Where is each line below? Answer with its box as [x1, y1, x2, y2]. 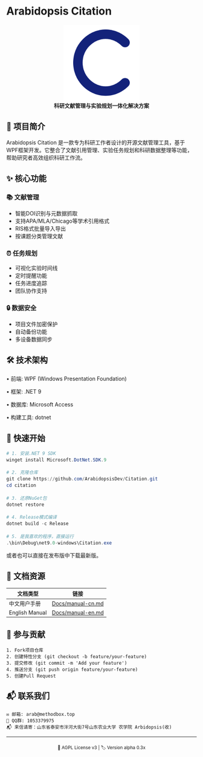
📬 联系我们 [6, 691, 50, 701]
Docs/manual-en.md [51, 608, 104, 616]
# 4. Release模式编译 [6, 514, 57, 520]
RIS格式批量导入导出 [14, 225, 66, 232]
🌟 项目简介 [6, 121, 45, 132]
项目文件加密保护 [14, 320, 58, 328]
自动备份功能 [14, 328, 47, 335]
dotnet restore [6, 502, 45, 508]
